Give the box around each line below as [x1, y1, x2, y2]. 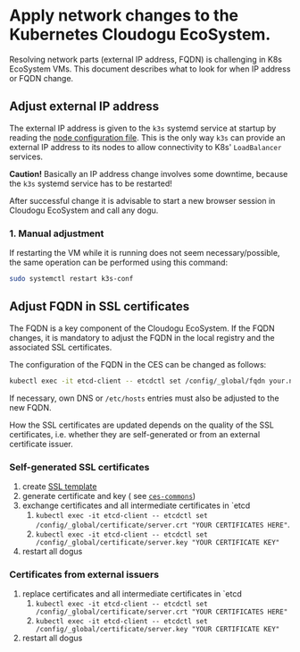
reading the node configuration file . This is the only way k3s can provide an [9, 131, 286, 143]
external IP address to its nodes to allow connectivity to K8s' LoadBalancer [9, 141, 282, 152]
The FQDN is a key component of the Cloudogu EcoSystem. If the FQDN [9, 323, 275, 334]
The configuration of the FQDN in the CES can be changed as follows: [9, 359, 267, 369]
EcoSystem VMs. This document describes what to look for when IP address [9, 64, 291, 74]
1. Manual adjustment [9, 227, 104, 240]
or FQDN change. [9, 72, 74, 83]
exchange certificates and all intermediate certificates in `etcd [21, 500, 251, 511]
